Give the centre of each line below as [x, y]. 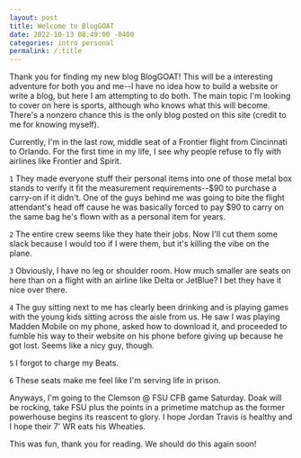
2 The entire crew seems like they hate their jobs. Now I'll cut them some [144, 234]
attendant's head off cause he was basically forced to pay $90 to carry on [147, 207]
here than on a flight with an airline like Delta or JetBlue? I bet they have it [145, 281]
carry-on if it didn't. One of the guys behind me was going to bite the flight [147, 198]
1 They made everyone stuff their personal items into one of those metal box [150, 179]
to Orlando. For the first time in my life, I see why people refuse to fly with [145, 152]
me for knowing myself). [54, 125]
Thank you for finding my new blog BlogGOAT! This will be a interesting [141, 76]
